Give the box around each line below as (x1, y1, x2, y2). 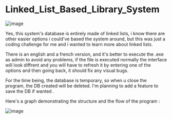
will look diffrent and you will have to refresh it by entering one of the (5, 62, 151, 68)
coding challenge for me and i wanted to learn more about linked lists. (5, 41, 153, 47)
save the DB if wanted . (5, 88, 55, 94)
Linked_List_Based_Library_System (5, 4, 160, 15)
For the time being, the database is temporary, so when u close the (5, 77, 147, 83)
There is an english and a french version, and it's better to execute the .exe (5, 51, 164, 57)
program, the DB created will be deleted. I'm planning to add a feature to (5, 83, 159, 89)
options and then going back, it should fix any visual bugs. (5, 67, 129, 74)
